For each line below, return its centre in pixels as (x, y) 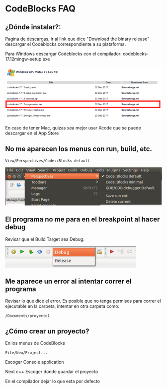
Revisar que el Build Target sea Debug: (45, 239)
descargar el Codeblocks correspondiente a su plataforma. (66, 44)
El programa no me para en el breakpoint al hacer (83, 220)
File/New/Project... (27, 353)
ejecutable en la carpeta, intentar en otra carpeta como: (62, 306)
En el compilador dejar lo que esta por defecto (53, 381)
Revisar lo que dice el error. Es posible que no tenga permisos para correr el (83, 301)
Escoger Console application (35, 362)
